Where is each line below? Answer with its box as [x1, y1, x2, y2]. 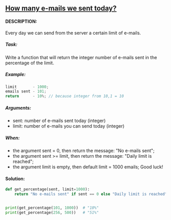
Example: [5, 71, 26, 78]
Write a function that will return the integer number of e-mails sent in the [5, 54, 157, 60]
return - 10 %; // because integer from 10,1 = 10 [5, 94, 124, 99]
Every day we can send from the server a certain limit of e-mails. [5, 30, 141, 36]
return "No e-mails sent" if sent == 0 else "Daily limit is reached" [14, 191, 167, 197]
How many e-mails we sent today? [5, 4, 117, 13]
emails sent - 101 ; [5, 89, 47, 94]
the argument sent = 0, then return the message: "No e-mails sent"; [12, 148, 155, 154]
